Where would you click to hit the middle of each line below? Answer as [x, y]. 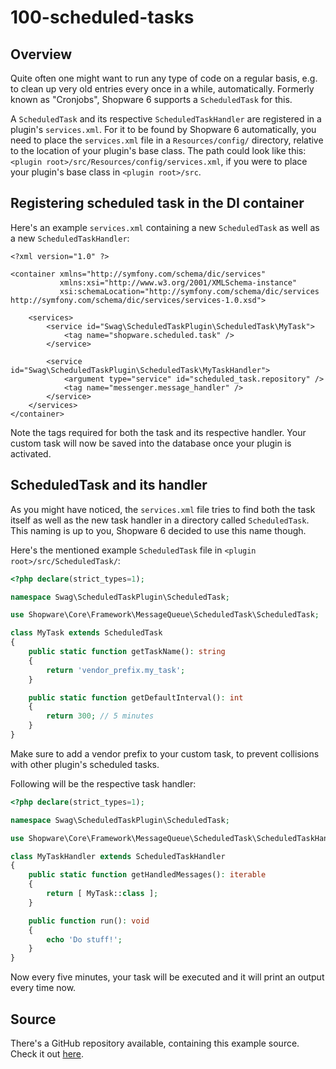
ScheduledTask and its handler [109, 485]
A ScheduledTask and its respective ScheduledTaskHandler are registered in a [166, 119]
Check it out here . [47, 1053]
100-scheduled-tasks [102, 17]
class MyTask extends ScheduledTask [86, 633]
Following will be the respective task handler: [103, 783]
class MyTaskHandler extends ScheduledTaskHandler [118, 856]
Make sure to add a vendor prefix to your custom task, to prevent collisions [165, 753]
